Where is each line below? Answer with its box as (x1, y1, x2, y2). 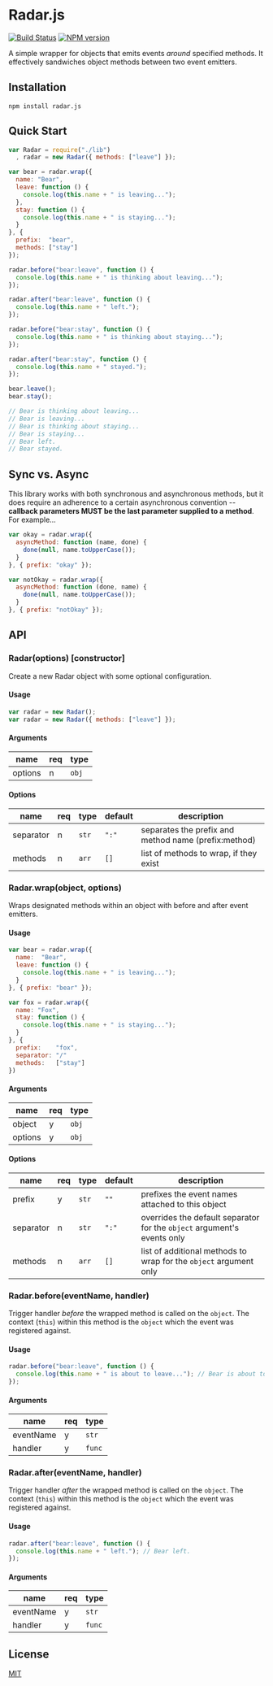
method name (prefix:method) (141, 834, 256, 845)
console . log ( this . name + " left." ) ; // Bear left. (15, 1547, 191, 1555)
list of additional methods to (141, 1245, 248, 1257)
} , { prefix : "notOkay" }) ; (8, 606, 104, 614)
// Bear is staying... (8, 429, 85, 438)
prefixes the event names (141, 1188, 238, 1200)
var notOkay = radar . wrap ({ (8, 576, 104, 584)
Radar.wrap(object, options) (8, 882, 122, 893)
